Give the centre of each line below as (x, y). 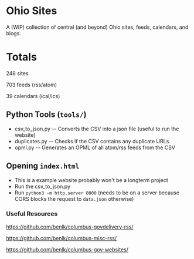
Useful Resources (32, 214)
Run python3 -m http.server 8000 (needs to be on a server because (97, 193)
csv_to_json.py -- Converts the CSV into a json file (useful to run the (97, 129)
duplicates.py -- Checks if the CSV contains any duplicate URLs (92, 141)
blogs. (14, 33)
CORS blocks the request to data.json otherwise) (74, 199)
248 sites (17, 73)
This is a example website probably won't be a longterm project (91, 180)
